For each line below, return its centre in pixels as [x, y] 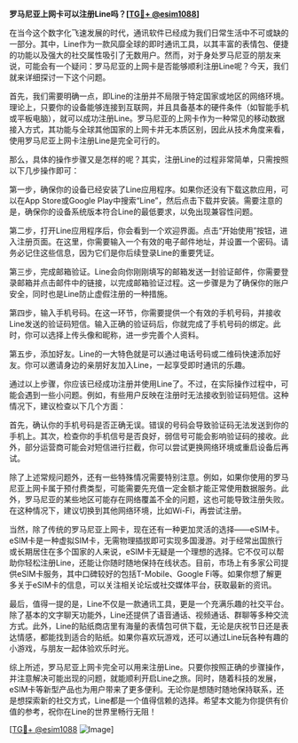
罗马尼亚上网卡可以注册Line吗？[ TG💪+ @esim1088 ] [104, 14]
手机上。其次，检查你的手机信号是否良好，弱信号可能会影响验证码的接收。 [145, 436]
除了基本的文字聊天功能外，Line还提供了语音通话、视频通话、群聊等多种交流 [149, 615]
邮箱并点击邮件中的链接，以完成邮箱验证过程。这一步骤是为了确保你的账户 [153, 283]
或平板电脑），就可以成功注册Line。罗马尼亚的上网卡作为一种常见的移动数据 [147, 118]
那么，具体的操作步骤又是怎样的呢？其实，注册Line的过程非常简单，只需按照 [149, 160]
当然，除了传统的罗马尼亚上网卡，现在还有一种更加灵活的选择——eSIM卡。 [147, 529]
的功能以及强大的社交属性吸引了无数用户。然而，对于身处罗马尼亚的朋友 [141, 55]
